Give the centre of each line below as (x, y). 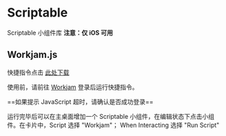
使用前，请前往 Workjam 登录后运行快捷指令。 (73, 87)
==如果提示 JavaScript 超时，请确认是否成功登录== (80, 101)
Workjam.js (32, 55)
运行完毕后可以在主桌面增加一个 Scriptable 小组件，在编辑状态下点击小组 (111, 116)
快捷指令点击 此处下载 (38, 72)
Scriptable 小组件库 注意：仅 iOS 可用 (60, 32)
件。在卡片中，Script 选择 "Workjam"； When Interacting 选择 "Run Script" (113, 125)
